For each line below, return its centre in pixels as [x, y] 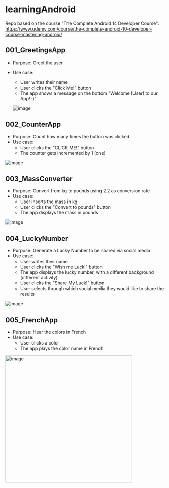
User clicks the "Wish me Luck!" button [61, 267]
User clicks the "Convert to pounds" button [65, 207]
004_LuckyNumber [37, 238]
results [27, 294]
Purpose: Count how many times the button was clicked [71, 136]
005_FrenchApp [32, 320]
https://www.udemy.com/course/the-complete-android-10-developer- [79, 28]
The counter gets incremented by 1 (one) [63, 153]
